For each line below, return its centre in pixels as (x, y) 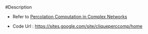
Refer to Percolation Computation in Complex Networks (70, 17)
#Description (19, 7)
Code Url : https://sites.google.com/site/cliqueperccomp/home (78, 26)
